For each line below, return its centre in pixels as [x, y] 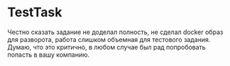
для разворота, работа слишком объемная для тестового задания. [109, 39]
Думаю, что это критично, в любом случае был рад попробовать [106, 47]
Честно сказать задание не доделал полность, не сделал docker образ [115, 32]
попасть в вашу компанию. [49, 55]
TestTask [35, 12]
